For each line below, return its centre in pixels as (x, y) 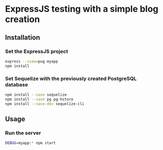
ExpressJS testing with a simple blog (82, 9)
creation (23, 19)
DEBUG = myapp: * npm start (30, 143)
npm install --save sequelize (36, 95)
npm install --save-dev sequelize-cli (45, 104)
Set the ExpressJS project (37, 51)
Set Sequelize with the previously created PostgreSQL (71, 78)
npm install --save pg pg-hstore (39, 99)
